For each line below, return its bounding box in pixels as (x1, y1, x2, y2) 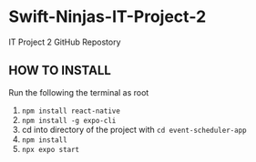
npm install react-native (21, 106, 120, 116)
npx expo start (21, 145, 80, 154)
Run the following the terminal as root (8, 86, 149, 97)
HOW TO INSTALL (8, 63, 111, 78)
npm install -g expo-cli (21, 116, 117, 125)
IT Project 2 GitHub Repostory (8, 36, 121, 47)
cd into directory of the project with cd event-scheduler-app (21, 124, 247, 135)
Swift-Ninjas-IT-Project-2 (8, 6, 207, 27)
